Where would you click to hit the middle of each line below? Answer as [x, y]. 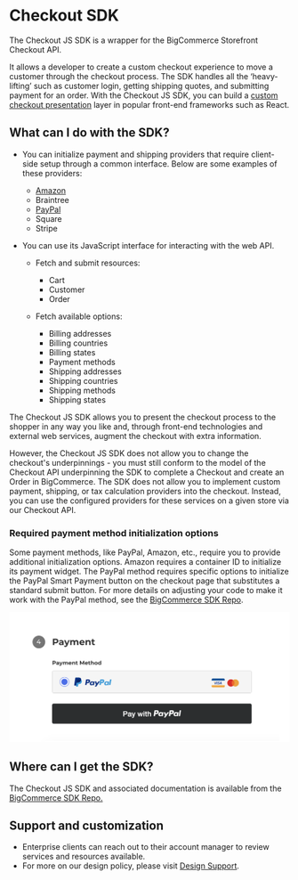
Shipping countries [83, 380]
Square [48, 218]
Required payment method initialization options [114, 533]
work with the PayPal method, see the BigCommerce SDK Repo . [126, 600]
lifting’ [20, 86]
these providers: [52, 173]
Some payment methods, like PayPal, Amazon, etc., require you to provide [145, 552]
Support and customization [87, 826]
